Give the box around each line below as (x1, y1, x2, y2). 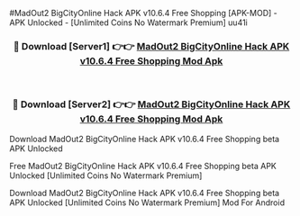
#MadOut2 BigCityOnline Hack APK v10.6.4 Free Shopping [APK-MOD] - (9, 8, 277, 18)
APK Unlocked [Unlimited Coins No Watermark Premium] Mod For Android (9, 197, 286, 208)
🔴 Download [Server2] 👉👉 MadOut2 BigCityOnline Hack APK (12, 98, 291, 111)
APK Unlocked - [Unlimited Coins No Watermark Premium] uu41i (9, 17, 248, 28)
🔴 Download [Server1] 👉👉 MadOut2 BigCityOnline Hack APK (13, 40, 290, 52)
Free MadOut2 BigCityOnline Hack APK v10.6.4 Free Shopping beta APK (9, 160, 277, 171)
